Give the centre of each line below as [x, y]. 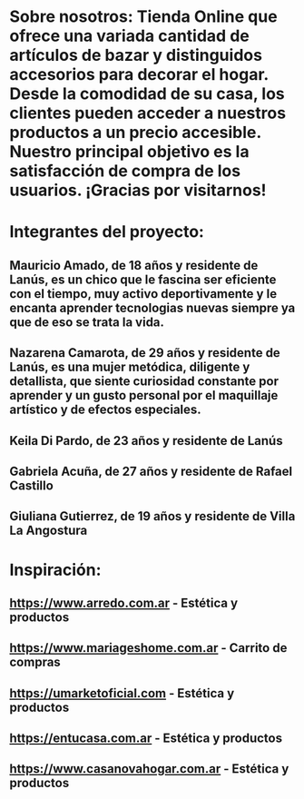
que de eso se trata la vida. [87, 322]
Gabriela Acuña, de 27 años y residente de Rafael [151, 471]
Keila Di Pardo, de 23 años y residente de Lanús [146, 441]
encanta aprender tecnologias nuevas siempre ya [152, 307]
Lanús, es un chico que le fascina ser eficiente [143, 279]
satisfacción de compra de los [125, 171]
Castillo [32, 485]
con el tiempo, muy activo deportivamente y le [143, 294]
